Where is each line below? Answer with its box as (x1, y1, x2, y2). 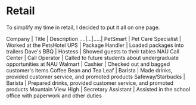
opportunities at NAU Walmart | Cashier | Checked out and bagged (6, 61, 170, 68)
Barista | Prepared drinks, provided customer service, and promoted (6, 79, 174, 87)
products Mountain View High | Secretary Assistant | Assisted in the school (6, 85, 191, 93)
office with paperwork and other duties (6, 92, 102, 99)
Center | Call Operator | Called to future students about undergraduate (6, 54, 179, 61)
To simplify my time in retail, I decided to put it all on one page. (6, 24, 160, 31)
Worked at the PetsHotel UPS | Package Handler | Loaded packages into (6, 42, 184, 49)
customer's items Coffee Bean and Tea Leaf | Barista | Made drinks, (6, 66, 173, 74)
